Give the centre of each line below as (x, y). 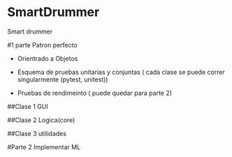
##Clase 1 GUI (28, 106)
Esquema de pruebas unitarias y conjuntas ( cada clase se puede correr (121, 72)
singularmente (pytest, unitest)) (63, 79)
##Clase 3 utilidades (37, 133)
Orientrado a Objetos (48, 58)
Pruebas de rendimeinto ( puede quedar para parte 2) (95, 93)
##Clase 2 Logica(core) (41, 120)
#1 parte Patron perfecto (43, 45)
